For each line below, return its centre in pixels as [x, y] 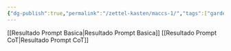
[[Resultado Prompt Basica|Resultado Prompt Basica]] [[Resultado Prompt [112, 33]
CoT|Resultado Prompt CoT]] [48, 40]
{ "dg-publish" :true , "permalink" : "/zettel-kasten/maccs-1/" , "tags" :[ [107, 13]
